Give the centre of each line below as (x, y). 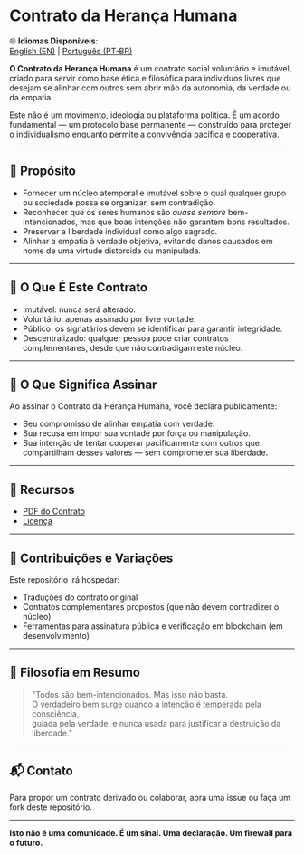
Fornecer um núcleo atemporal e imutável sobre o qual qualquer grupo (154, 193)
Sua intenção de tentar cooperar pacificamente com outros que (141, 443)
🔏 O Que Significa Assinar (83, 384)
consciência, (55, 713)
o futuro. (26, 842)
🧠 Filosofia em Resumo (75, 673)
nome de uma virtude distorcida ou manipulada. (112, 251)
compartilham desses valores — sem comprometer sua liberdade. (145, 452)
